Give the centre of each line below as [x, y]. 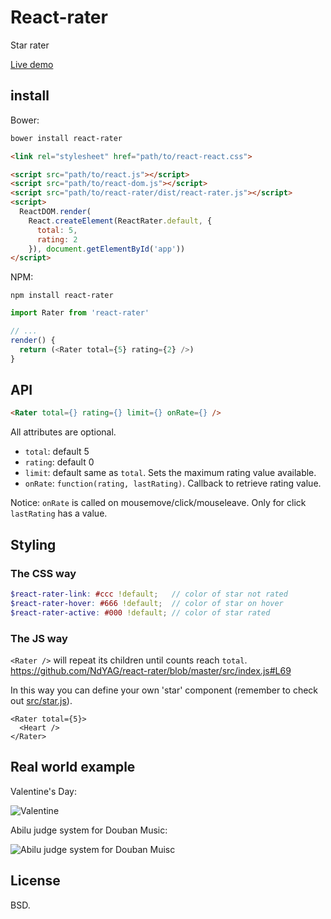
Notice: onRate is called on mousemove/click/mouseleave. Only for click [158, 503]
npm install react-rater [62, 296]
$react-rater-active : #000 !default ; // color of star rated [140, 612]
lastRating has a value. [59, 513]
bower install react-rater [66, 138]
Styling [33, 544]
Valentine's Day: [44, 791]
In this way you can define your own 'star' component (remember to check [164, 690]
